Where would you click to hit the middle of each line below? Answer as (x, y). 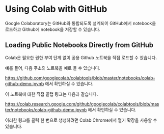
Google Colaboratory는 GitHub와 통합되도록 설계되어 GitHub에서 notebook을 (81, 23)
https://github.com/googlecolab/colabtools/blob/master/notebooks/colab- (80, 78)
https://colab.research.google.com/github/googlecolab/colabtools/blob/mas (82, 104)
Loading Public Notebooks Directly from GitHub (79, 45)
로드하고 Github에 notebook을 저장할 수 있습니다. (53, 29)
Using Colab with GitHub (56, 9)
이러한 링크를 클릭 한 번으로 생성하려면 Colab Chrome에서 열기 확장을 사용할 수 (81, 120)
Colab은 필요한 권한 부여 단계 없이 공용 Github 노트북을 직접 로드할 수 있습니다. (81, 57)
